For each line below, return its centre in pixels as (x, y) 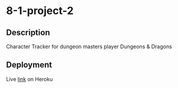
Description (28, 33)
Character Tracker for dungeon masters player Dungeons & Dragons (89, 46)
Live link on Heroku (29, 79)
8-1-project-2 (40, 11)
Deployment (29, 65)
